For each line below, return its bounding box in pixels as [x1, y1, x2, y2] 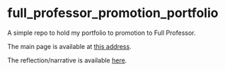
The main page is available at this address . [7, 42, 132, 50]
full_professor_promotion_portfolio [7, 5, 219, 21]
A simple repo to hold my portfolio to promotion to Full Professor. [7, 28, 196, 37]
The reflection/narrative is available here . [7, 55, 127, 65]
